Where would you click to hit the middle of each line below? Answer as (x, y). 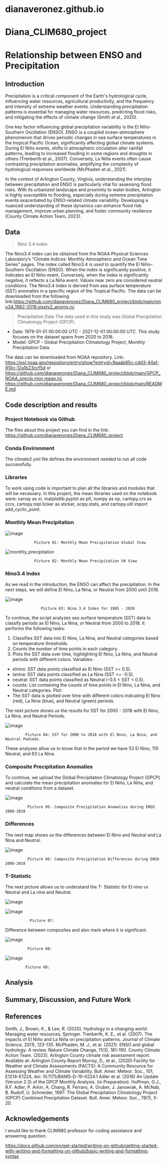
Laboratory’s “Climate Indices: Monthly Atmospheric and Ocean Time (76, 259)
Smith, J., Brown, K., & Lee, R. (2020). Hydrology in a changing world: (77, 1028)
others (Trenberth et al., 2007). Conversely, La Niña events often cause (78, 159)
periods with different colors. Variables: (53, 659)
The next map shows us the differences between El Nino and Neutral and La (83, 835)
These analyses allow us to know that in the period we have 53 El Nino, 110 (82, 748)
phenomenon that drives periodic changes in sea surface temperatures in (81, 137)
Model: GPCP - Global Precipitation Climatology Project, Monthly (79, 342)
